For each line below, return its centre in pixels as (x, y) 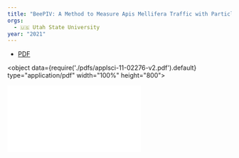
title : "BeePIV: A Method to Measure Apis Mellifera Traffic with (108, 14)
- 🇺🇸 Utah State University (57, 27)
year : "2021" (27, 34)
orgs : (15, 21)
